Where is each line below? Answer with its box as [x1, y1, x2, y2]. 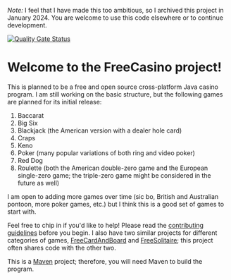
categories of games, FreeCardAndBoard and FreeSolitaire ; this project [7, 236, 213, 244]
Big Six [17, 118, 38, 127]
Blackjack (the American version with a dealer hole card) [17, 126, 182, 135]
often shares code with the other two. [7, 243, 116, 252]
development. [7, 21, 47, 29]
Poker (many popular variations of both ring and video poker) [17, 148, 196, 157]
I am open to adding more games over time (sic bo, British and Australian [7, 192, 219, 200]
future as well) [17, 178, 60, 187]
